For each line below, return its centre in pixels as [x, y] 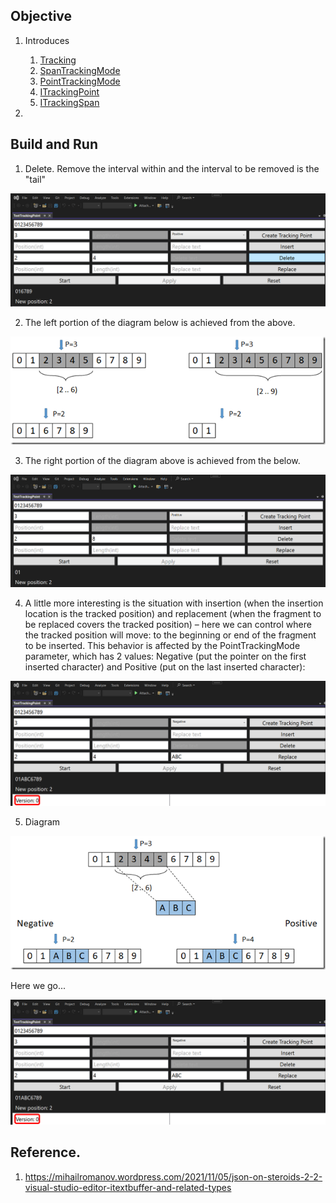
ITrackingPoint [69, 91]
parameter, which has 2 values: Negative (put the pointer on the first [165, 656]
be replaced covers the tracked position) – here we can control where [168, 624]
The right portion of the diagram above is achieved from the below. [162, 461]
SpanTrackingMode [80, 70]
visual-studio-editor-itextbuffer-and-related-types [128, 1187]
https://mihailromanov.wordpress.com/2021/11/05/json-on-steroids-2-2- [173, 1176]
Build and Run [54, 144]
